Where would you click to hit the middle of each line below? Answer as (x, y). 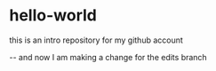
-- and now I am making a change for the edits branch (108, 57)
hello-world (53, 16)
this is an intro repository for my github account (96, 40)
